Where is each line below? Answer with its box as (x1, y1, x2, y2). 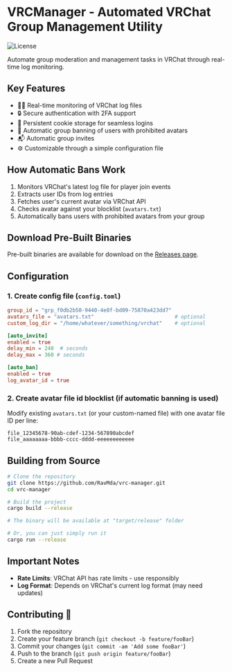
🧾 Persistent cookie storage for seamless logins (17, 118, 154, 127)
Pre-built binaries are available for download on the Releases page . (7, 250, 199, 258)
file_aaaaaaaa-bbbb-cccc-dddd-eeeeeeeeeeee (7, 436, 135, 443)
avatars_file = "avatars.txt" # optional (7, 313, 206, 320)
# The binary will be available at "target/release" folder (7, 518, 185, 524)
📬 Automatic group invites (17, 134, 95, 142)
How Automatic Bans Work (7, 164, 126, 176)
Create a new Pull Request (17, 656, 93, 665)
